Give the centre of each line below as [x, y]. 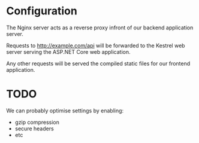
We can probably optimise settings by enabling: [65, 110]
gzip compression [37, 122]
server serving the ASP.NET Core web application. [68, 51]
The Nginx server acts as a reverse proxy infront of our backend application [100, 28]
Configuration [42, 11]
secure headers [34, 128]
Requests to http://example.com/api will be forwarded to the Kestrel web [96, 45]
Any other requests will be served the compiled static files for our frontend [98, 63]
